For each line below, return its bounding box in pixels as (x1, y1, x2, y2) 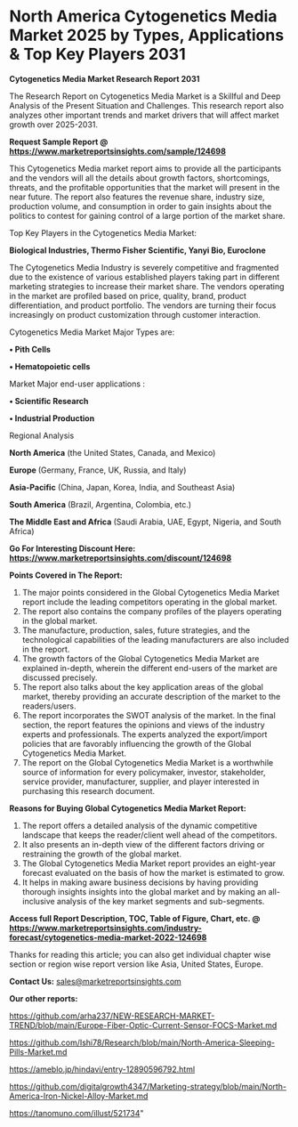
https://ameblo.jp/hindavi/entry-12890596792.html (9, 1064, 196, 1074)
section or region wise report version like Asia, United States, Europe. (9, 959, 264, 969)
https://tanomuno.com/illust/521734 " (9, 1107, 144, 1118)
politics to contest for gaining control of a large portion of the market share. (9, 210, 286, 221)
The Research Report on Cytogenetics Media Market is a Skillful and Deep (9, 91, 281, 101)
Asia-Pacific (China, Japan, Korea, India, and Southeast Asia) (9, 482, 236, 492)
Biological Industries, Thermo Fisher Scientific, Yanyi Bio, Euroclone (9, 245, 266, 255)
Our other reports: (9, 993, 78, 1003)
